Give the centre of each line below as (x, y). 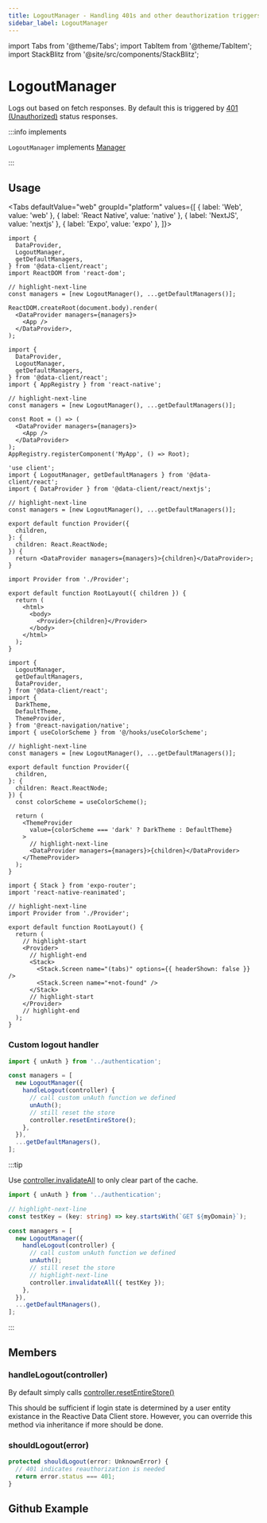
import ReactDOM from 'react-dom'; (67, 274)
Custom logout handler (54, 1045)
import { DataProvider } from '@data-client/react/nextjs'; (110, 489)
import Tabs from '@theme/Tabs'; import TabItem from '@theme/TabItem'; (130, 45)
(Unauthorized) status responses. (63, 117)
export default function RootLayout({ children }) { (97, 593)
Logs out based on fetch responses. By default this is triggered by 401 (123, 108)
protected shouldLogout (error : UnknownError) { (89, 1462)
